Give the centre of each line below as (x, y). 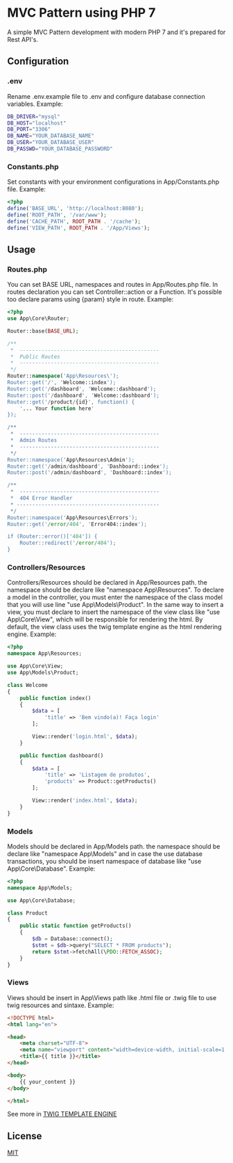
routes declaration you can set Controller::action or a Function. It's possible (115, 292)
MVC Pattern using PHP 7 (81, 13)
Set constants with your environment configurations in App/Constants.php (113, 182)
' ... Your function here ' (57, 409)
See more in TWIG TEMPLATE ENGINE (62, 1114)
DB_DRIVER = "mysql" (34, 116)
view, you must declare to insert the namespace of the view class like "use (114, 612)
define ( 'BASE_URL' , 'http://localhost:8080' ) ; (76, 209)
